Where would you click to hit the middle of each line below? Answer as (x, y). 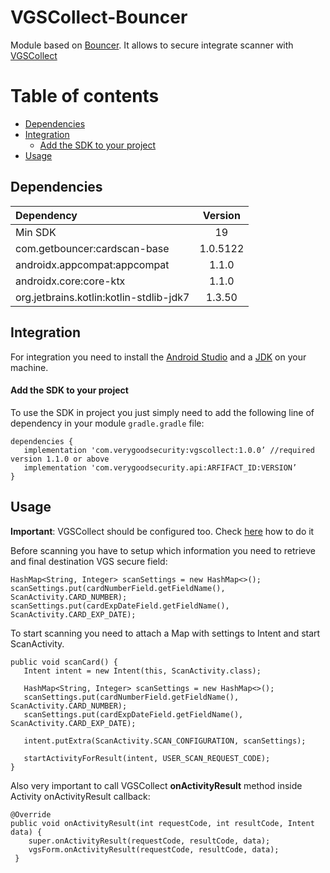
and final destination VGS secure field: (89, 561)
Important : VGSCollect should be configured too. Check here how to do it (162, 531)
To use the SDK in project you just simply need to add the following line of (162, 412)
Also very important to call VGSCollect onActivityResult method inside (156, 785)
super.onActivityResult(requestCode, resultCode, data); (149, 841)
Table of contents (85, 96)
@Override (31, 814)
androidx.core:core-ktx (70, 281)
